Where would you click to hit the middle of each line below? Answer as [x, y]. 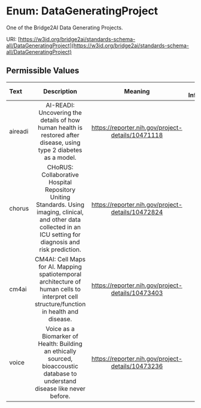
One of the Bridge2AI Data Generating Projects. [65, 28]
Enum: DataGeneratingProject [82, 11]
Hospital [60, 182]
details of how [60, 120]
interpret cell [60, 296]
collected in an [60, 227]
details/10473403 [137, 293]
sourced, [60, 358]
